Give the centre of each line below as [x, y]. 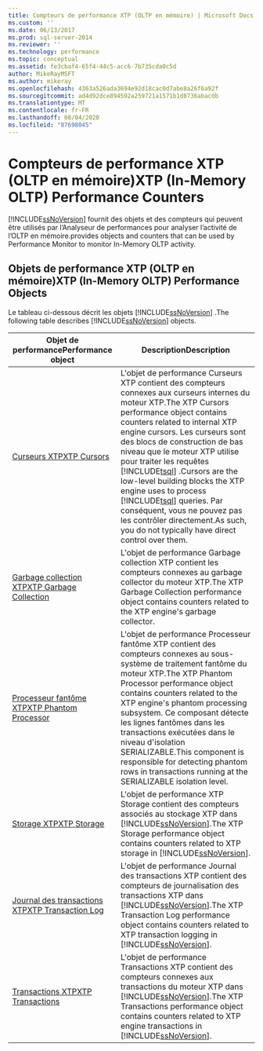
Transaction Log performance [175, 914]
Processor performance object [177, 683]
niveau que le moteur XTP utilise [180, 451]
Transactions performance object [182, 1006]
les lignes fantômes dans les [173, 722]
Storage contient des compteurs [180, 804]
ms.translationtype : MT [47, 103]
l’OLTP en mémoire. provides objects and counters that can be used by [121, 236]
